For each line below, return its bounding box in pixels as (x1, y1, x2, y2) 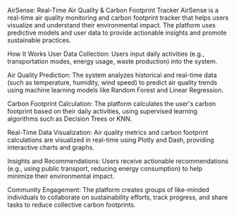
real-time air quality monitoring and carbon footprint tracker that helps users (7, 13, 229, 22)
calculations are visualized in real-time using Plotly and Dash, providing (7, 136, 215, 144)
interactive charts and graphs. (7, 143, 95, 151)
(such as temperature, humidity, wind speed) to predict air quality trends (7, 78, 218, 87)
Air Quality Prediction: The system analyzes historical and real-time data (7, 71, 217, 79)
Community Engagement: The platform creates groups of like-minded (7, 186, 210, 193)
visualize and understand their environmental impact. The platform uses (7, 21, 216, 29)
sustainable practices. (7, 36, 72, 44)
